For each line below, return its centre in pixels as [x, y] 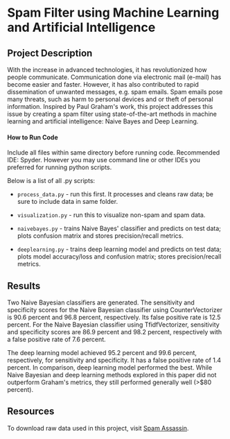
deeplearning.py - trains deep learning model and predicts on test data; [119, 249]
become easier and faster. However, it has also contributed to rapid [103, 84]
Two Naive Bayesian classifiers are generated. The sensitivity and [101, 302]
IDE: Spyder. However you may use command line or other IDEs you [104, 160]
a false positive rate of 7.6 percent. [56, 339]
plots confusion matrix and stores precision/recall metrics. [100, 236]
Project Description [50, 53]
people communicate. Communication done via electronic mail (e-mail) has [114, 77]
